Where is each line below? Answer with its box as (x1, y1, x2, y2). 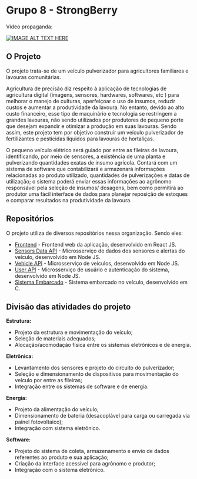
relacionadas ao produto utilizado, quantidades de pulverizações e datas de (6, 172, 190, 179)
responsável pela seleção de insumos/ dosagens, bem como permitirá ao (6, 184, 184, 191)
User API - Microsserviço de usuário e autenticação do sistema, (14, 266, 170, 273)
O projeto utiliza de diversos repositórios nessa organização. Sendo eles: (6, 229, 183, 237)
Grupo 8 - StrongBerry (6, 4, 118, 17)
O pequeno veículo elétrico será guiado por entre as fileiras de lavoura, (6, 146, 178, 153)
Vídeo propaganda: (6, 23, 53, 30)
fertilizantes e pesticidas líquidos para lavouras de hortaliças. (6, 135, 155, 142)
